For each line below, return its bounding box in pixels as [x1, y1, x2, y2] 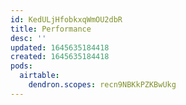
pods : [10, 61, 33, 71]
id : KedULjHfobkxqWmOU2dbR [10, 14, 123, 25]
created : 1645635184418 [10, 52, 110, 62]
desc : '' [10, 33, 47, 43]
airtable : [19, 71, 60, 81]
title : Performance [10, 24, 92, 34]
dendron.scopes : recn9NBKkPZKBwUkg [28, 80, 177, 90]
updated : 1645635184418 [10, 42, 110, 53]
